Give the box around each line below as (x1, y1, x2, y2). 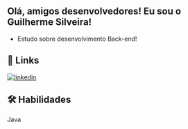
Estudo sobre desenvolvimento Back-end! (17, 34, 137, 43)
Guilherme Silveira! (7, 17, 92, 28)
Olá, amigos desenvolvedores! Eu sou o (7, 6, 182, 17)
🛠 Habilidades (7, 94, 71, 106)
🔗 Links (7, 54, 40, 66)
